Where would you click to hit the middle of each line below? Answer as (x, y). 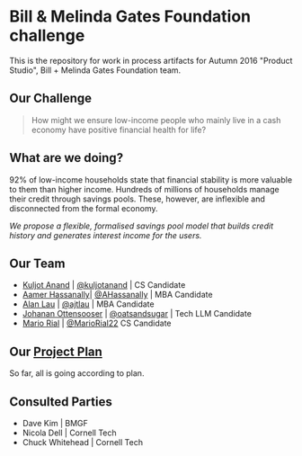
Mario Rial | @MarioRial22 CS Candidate (97, 323)
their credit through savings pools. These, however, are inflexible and (137, 199)
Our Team (37, 263)
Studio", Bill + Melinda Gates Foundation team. (95, 70)
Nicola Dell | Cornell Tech (69, 433)
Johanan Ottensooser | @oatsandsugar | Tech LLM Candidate (137, 314)
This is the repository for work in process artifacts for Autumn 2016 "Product (151, 60)
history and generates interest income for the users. (106, 235)
